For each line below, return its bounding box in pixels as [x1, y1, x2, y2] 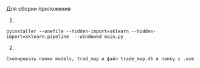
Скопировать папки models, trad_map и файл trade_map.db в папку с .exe [6, 56, 195, 62]
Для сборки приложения [6, 5, 71, 12]
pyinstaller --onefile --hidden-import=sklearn [6, 28, 129, 34]
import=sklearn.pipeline [6, 34, 69, 40]
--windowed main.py [74, 34, 123, 40]
